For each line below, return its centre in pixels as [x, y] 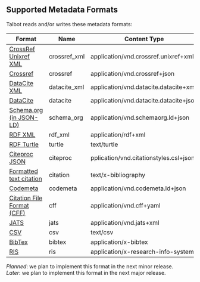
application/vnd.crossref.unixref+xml [142, 56]
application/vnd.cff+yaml [125, 205]
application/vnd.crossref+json [132, 73]
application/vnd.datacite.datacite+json [144, 100]
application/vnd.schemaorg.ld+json [140, 117]
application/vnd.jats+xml [125, 222]
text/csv [102, 232]
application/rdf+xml [118, 135]
